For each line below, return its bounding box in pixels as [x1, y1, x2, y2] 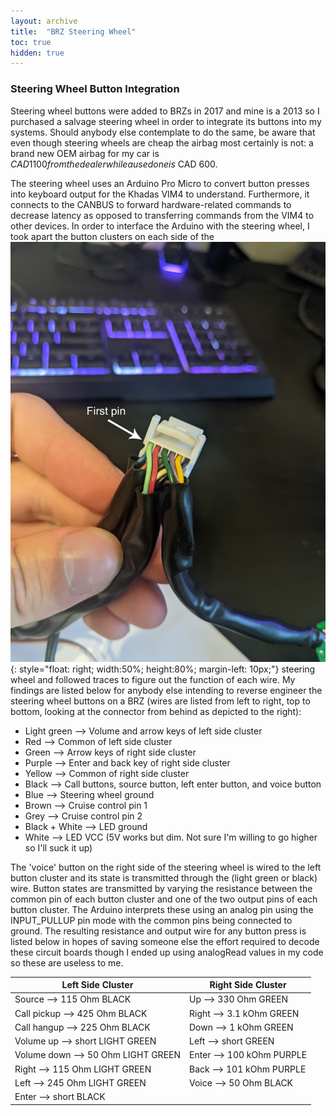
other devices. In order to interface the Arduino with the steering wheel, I [10, 220, 310, 232]
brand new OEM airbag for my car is [10, 147, 160, 159]
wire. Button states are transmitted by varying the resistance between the [10, 882, 313, 894]
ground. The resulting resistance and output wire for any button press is [10, 925, 307, 937]
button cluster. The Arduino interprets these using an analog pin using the [10, 903, 314, 915]
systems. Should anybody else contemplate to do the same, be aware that [10, 126, 316, 138]
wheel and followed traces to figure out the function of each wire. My [10, 673, 296, 685]
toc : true [10, 37, 52, 47]
